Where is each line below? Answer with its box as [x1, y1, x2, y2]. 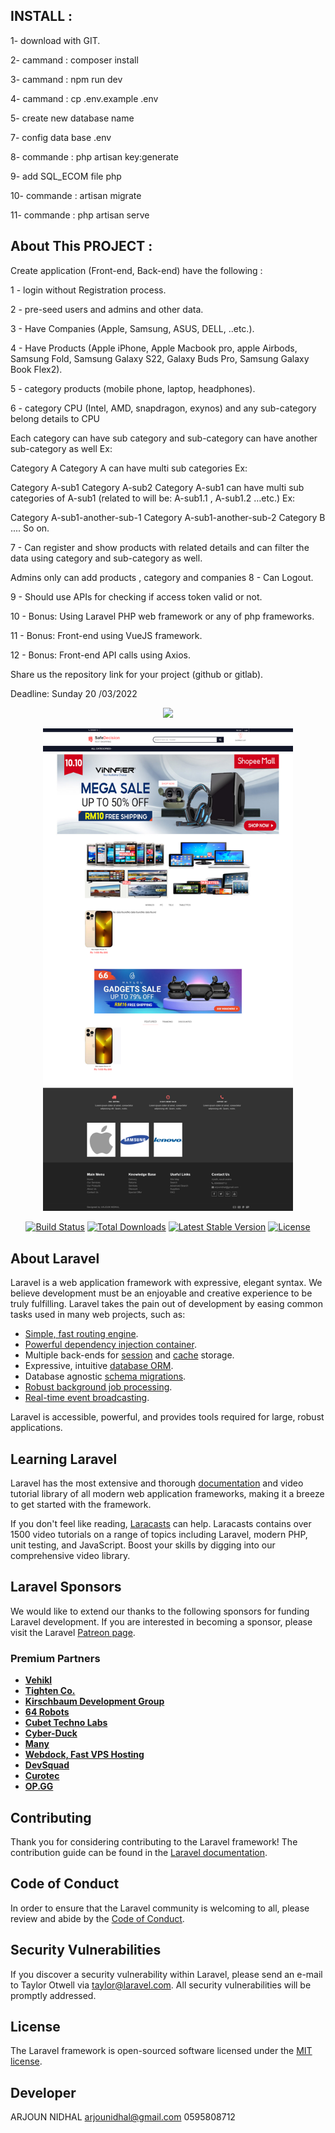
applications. [10, 1422, 63, 1434]
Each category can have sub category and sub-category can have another [10, 432, 318, 444]
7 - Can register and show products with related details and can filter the [10, 541, 310, 553]
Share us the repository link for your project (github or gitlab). [10, 668, 264, 680]
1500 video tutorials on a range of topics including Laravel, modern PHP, [10, 1529, 308, 1541]
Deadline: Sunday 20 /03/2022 [10, 687, 138, 699]
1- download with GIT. [10, 34, 101, 46]
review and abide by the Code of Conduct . [10, 1912, 185, 1924]
